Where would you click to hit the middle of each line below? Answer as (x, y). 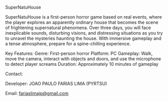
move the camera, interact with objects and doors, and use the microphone (83, 59)
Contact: (14, 74)
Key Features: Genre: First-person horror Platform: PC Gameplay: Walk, (79, 53)
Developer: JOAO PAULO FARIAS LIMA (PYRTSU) (56, 83)
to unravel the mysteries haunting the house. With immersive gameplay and (83, 38)
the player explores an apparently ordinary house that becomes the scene (82, 22)
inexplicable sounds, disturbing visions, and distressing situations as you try (84, 33)
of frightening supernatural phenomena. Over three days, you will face (78, 28)
